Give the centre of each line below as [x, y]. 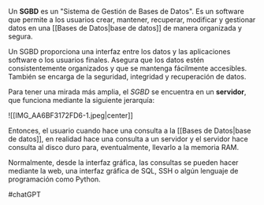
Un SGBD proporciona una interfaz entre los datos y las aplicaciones [119, 51]
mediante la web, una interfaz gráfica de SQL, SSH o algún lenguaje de [123, 171]
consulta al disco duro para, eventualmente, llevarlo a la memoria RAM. [124, 147]
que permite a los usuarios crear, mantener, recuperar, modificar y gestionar [132, 20]
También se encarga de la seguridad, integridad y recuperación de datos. [127, 77]
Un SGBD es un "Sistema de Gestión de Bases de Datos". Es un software [126, 11]
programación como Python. [54, 179]
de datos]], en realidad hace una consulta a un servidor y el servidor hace [128, 139]
